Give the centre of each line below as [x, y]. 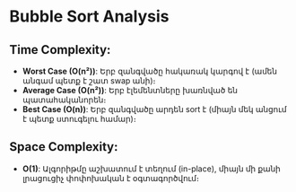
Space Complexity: [64, 147]
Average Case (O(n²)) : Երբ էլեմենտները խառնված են [130, 90]
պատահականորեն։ [64, 100]
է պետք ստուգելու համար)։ [79, 119]
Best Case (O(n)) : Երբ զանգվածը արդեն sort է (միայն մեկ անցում [154, 109]
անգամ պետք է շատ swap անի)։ [89, 81]
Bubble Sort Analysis [89, 17]
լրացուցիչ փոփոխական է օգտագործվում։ [111, 178]
